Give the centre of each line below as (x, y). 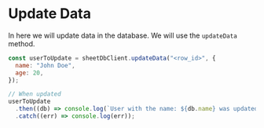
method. (22, 43)
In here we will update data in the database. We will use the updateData (123, 35)
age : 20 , (29, 73)
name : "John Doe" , (46, 65)
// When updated (35, 94)
